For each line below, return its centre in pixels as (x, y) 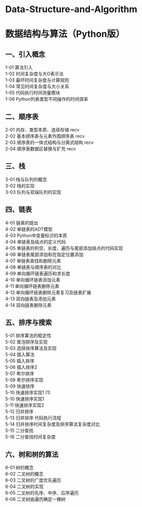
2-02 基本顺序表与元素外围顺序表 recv (45, 136)
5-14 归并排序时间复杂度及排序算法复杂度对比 (53, 424)
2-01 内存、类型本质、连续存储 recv (42, 130)
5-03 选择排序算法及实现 (31, 348)
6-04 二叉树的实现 (25, 487)
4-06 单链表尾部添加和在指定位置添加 (44, 254)
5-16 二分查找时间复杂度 (31, 437)
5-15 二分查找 (19, 431)
